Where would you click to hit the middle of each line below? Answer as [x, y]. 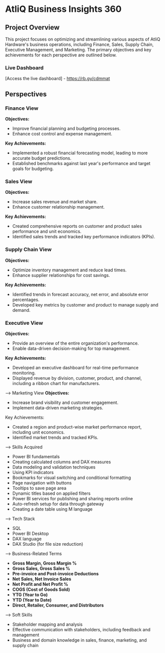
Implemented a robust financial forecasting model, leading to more [80, 153]
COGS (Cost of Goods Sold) [41, 589]
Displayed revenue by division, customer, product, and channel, [77, 378]
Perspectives [26, 94]
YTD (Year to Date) [32, 600]
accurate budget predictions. [42, 158]
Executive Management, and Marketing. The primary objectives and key [78, 50]
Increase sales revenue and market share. [55, 202]
